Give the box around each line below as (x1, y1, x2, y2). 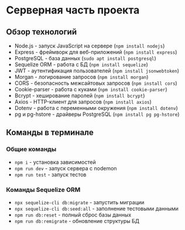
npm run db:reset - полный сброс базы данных (14, 211, 132, 218)
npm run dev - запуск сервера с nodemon (14, 164, 117, 171)
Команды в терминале (6, 128, 94, 138)
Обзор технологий (6, 27, 77, 37)
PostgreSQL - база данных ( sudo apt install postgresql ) (14, 55, 156, 61)
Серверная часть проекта (6, 4, 140, 17)
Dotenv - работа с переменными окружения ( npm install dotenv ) (14, 105, 179, 111)
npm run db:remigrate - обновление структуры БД (14, 217, 139, 224)
